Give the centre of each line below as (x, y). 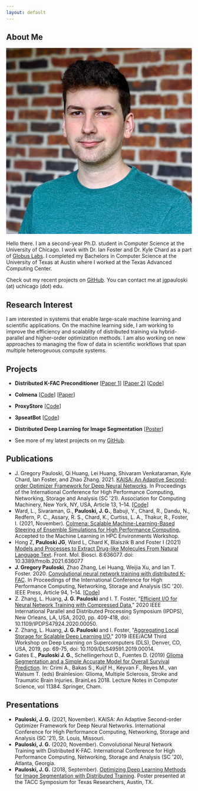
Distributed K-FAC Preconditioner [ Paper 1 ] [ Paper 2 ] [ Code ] (89, 383)
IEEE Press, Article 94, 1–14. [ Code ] (57, 592)
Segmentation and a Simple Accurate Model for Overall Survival (92, 661)
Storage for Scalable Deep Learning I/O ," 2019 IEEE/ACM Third (90, 636)
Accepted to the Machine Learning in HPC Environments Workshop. (97, 536)
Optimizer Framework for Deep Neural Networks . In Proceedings (108, 486)
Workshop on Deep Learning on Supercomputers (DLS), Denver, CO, (98, 642)
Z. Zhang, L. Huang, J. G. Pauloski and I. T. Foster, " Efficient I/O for (96, 599)
